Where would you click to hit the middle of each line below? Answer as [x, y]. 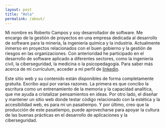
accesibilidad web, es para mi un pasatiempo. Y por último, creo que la [77, 105]
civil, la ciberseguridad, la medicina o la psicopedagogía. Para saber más [79, 64]
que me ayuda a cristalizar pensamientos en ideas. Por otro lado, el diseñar [82, 94]
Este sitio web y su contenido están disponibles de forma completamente [80, 78]
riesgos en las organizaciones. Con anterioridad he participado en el [75, 53]
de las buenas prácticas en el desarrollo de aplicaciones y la [66, 115]
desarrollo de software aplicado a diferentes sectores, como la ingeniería [79, 59]
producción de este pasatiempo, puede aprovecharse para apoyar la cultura [82, 110]
